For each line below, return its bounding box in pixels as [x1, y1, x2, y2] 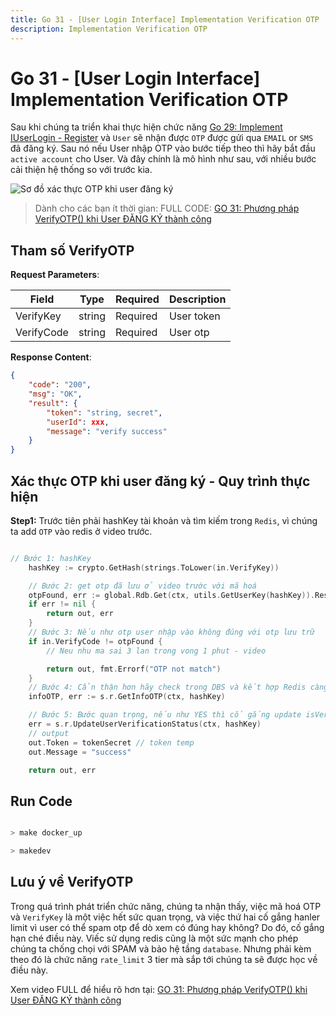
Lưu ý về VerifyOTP [10, 874, 134, 891]
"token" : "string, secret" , [46, 407, 163, 418]
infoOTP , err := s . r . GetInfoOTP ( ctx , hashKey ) [28, 692, 226, 702]
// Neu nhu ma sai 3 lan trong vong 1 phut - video [46, 646, 267, 656]
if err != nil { [28, 599, 97, 610]
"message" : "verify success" [46, 426, 168, 436]
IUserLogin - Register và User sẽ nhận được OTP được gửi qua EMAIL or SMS [10, 132, 314, 144]
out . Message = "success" [28, 747, 132, 757]
